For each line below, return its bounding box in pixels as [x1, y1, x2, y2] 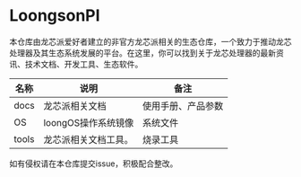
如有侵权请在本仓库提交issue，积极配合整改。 [9, 158, 178, 169]
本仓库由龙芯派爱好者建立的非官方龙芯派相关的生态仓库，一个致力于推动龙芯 [9, 36, 292, 47]
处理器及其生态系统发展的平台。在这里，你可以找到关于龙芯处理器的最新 [9, 47, 276, 58]
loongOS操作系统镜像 [43, 116, 134, 128]
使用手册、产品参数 [142, 100, 224, 112]
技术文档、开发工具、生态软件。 [24, 58, 143, 69]
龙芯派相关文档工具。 [43, 133, 133, 146]
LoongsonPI [9, 5, 100, 26]
